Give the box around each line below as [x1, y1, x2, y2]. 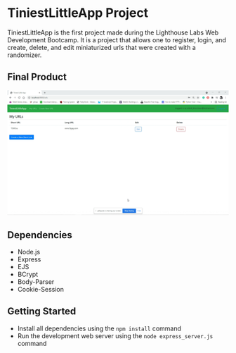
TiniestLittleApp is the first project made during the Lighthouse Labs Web [7, 28, 219, 37]
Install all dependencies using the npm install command [17, 324, 181, 333]
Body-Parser [17, 278, 55, 286]
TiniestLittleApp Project [7, 5, 149, 21]
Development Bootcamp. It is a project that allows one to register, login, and [7, 35, 227, 44]
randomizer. [7, 51, 42, 59]
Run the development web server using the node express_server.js [17, 331, 214, 340]
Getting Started [7, 305, 77, 318]
